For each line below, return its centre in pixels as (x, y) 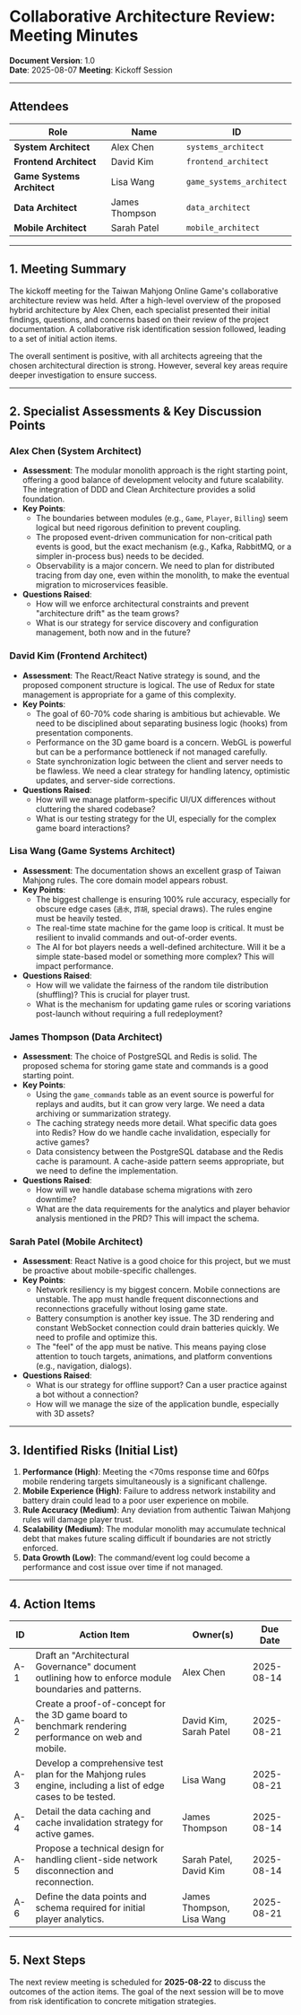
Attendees (39, 106)
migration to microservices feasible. (102, 585)
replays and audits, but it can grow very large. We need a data (150, 1104)
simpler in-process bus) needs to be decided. (120, 556)
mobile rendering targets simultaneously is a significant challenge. (144, 1481)
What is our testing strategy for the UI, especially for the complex (156, 818)
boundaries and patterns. (88, 1689)
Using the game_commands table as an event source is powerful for (155, 1095)
